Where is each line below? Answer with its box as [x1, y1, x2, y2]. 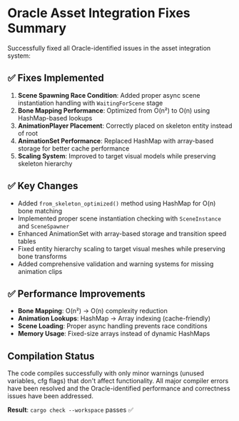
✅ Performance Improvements [7, 288, 146, 300]
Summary [7, 20, 66, 36]
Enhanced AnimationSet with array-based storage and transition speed [17, 229, 227, 238]
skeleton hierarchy [17, 159, 73, 168]
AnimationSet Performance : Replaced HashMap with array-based [17, 136, 214, 145]
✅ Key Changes [7, 180, 78, 192]
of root [17, 128, 38, 137]
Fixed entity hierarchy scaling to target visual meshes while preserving [17, 244, 226, 253]
